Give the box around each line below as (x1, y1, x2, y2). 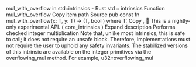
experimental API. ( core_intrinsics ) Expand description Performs (17, 23, 176, 30)
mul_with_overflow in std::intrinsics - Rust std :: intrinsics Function (6, 5, 165, 12)
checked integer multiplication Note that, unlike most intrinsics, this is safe (6, 30, 185, 37)
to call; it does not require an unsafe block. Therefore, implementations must (6, 36, 191, 43)
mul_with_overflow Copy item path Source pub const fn (6, 11, 140, 18)
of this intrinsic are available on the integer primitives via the (6, 48, 152, 55)
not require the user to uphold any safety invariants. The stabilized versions (6, 42, 188, 49)
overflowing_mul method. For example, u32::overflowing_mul (6, 55, 153, 61)
